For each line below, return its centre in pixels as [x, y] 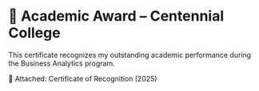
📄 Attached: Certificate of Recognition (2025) [83, 78]
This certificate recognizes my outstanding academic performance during [130, 55]
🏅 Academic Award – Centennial [116, 16]
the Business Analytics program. [62, 63]
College [35, 33]
